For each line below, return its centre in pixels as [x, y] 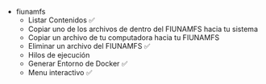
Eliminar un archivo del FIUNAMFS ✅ [89, 46]
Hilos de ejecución [59, 55]
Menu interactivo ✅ [60, 72]
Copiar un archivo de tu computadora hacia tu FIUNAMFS [124, 38]
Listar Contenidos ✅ [61, 20]
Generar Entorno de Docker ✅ [78, 64]
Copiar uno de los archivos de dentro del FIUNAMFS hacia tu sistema [143, 29]
